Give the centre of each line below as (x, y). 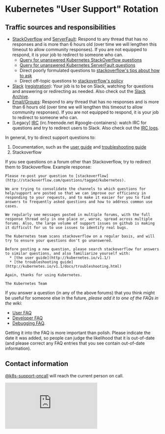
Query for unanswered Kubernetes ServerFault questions (77, 65)
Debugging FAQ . (29, 323)
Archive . (21, 96)
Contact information (37, 364)
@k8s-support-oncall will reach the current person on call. (64, 375)
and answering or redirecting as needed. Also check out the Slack (79, 91)
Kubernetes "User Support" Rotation (82, 9)
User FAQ (22, 313)
